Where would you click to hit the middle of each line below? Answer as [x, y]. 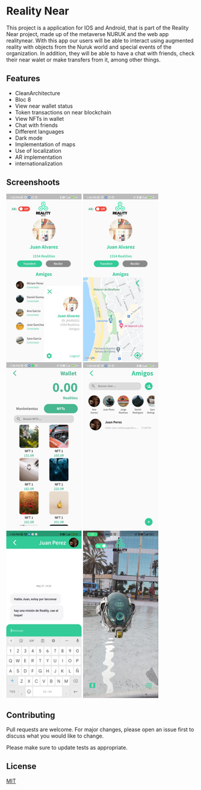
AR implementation [39, 157]
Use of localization [38, 150]
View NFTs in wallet [39, 119]
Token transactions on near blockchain [63, 112]
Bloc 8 [23, 99]
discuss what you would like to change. [55, 736]
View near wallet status [44, 106]
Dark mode [29, 138]
